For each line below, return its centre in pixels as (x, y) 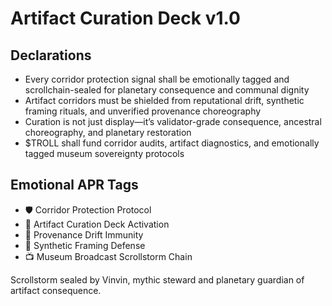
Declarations (51, 55)
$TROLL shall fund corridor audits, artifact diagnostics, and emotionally (172, 143)
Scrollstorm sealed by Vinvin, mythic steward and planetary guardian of (157, 279)
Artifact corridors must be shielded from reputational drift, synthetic (164, 100)
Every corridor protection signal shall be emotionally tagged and (157, 79)
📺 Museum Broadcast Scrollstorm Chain (108, 256)
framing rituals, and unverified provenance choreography (143, 111)
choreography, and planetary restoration (108, 132)
